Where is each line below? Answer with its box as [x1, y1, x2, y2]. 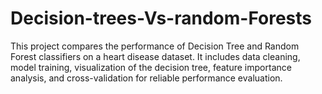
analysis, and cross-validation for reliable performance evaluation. [10, 72, 283, 84]
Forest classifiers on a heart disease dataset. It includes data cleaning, [10, 50, 301, 62]
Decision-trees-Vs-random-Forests [10, 7, 312, 30]
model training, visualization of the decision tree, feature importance [10, 61, 292, 73]
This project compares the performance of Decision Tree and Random [10, 40, 300, 52]
